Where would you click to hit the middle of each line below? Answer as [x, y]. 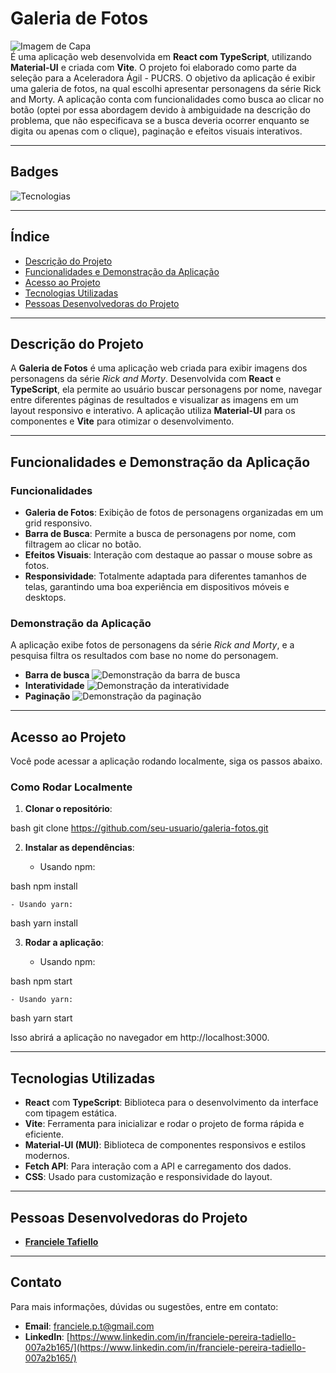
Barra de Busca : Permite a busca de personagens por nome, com [160, 534]
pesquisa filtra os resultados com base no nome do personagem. [144, 656]
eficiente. [44, 1134]
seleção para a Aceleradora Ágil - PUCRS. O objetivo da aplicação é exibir [163, 78]
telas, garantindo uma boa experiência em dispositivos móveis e [157, 587]
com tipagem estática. [70, 1113]
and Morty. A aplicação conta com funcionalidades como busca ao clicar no [167, 99]
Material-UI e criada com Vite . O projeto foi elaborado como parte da [153, 67]
